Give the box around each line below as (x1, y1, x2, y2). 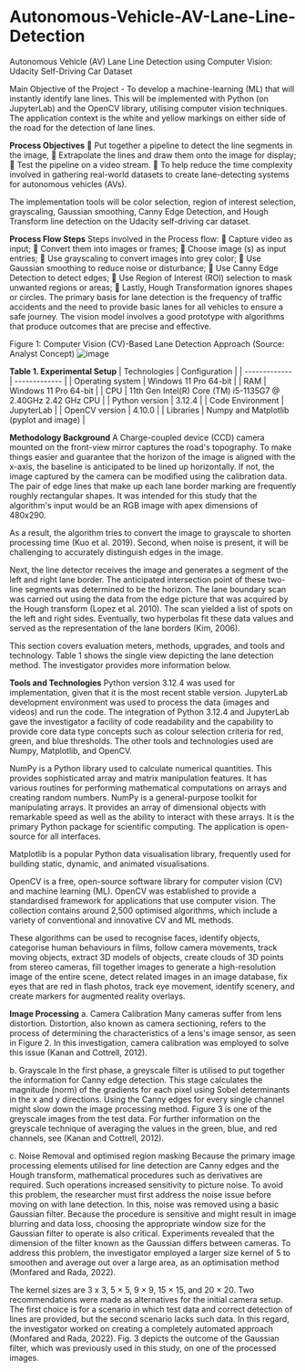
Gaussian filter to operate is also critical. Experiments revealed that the (9, 1228, 275, 1239)
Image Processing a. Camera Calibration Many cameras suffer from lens (9, 1008, 282, 1019)
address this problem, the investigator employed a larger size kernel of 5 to (9, 1247, 291, 1258)
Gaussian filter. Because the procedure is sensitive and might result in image (9, 1208, 297, 1220)
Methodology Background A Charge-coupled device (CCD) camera (9, 432, 266, 443)
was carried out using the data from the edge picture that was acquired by (9, 593, 289, 604)
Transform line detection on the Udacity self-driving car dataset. (9, 215, 251, 226)
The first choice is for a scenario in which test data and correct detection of (9, 1304, 293, 1314)
